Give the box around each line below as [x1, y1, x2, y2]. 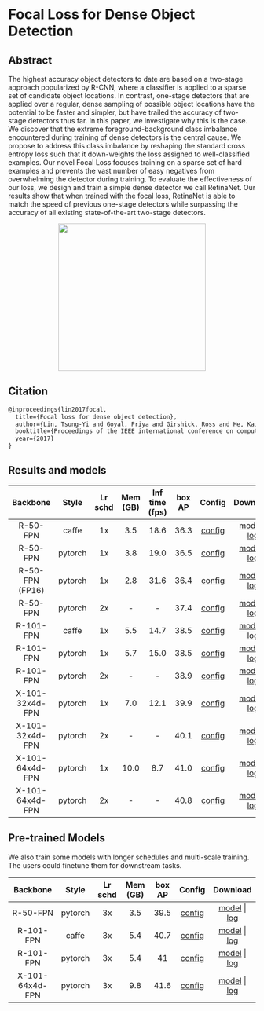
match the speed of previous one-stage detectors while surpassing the [8, 200, 238, 209]
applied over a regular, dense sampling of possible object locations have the [8, 100, 255, 108]
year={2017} [15, 434, 55, 443]
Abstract [8, 53, 53, 67]
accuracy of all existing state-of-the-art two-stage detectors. [8, 208, 207, 217]
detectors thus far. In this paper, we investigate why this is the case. [27, 116, 248, 125]
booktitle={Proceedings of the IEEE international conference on [15, 427, 234, 435]
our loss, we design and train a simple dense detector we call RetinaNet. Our [8, 183, 256, 192]
